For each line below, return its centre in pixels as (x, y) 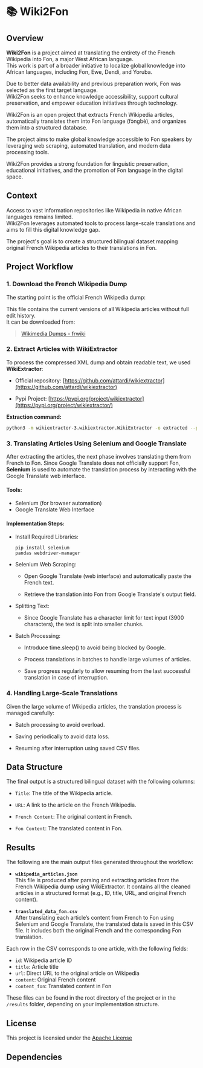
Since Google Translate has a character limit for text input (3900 (104, 618)
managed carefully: (30, 713)
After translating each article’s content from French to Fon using (94, 918)
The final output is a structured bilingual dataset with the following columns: (101, 782)
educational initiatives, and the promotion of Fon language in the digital (95, 170)
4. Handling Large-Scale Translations (62, 693)
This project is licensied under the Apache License (69, 1038)
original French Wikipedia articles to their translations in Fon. (82, 247)
